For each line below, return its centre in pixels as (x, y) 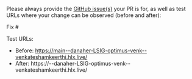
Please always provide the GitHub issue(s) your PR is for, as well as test (96, 9)
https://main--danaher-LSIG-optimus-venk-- (91, 50)
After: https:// (32, 64)
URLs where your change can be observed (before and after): (84, 15)
